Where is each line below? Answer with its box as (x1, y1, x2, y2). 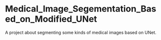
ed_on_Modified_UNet (5, 13, 97, 25)
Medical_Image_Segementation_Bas (5, 3, 157, 14)
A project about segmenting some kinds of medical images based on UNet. (5, 29, 157, 35)
